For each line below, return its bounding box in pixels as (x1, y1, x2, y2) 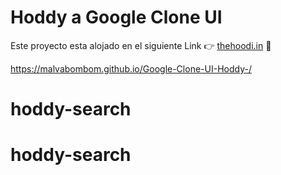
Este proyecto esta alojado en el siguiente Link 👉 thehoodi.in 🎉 (10, 39, 272, 51)
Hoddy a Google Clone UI (10, 6, 223, 29)
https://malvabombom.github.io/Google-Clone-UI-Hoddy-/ (10, 62, 252, 75)
